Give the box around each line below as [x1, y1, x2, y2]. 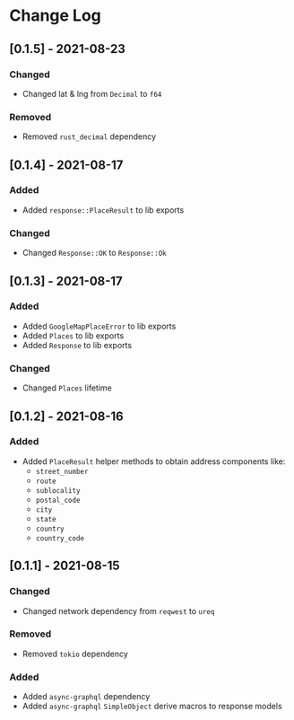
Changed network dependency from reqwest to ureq [22, 605, 215, 616]
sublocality [35, 486, 81, 495]
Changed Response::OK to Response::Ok [22, 248, 168, 259]
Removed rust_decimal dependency [22, 131, 157, 142]
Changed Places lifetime [22, 382, 112, 393]
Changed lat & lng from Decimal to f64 [22, 88, 162, 99]
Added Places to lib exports [22, 329, 125, 341]
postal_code [35, 496, 81, 505]
